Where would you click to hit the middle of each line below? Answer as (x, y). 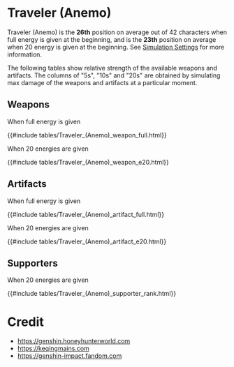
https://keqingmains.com (53, 349)
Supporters (32, 263)
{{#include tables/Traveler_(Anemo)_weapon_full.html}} (87, 135)
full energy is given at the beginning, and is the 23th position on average (112, 39)
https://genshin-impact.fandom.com (70, 356)
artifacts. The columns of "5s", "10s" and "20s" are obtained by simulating (114, 75)
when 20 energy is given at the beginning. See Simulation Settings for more (116, 47)
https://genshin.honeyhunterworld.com (74, 341)
